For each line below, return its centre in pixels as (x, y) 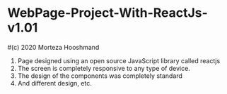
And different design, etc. (54, 83)
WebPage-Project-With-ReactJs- (108, 13)
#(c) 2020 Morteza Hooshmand (53, 47)
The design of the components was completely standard (100, 76)
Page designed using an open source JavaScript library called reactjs (119, 60)
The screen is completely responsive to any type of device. (104, 68)
